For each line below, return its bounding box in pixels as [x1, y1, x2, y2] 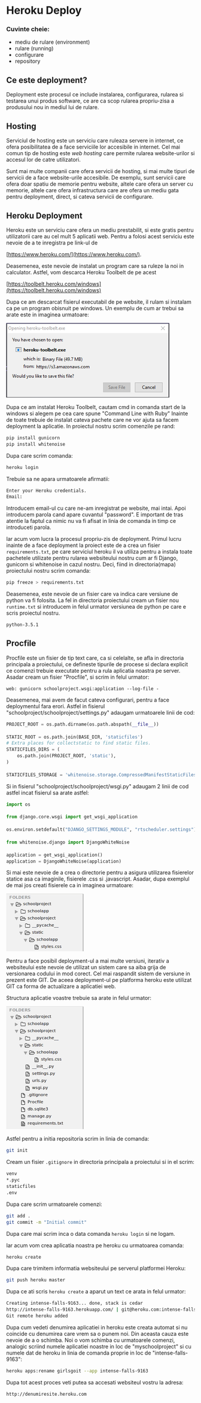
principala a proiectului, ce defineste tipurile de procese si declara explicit [6, 660, 188, 668]
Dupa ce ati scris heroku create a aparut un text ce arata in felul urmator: [6, 1288, 186, 1295]
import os [6, 801, 31, 808]
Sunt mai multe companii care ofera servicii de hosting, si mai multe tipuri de [6, 168, 195, 175]
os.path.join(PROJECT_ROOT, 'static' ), [17, 753, 117, 759]
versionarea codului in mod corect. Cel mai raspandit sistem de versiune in [6, 970, 190, 977]
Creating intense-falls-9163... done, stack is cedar [6, 1301, 144, 1307]
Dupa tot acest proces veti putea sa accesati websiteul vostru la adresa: [6, 1378, 184, 1386]
